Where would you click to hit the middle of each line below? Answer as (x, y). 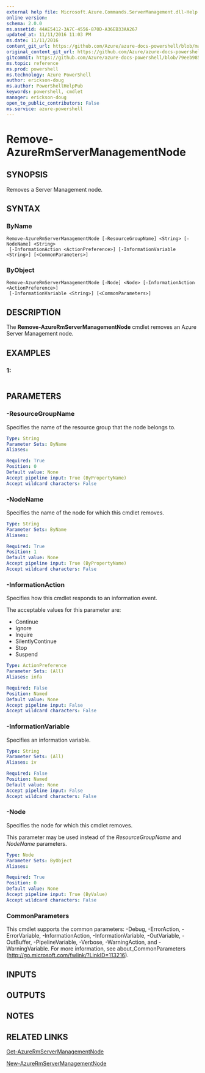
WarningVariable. (28, 949)
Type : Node (20, 855)
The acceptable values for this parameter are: (64, 610)
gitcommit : (20, 58)
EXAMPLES (28, 353)
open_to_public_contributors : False (53, 103)
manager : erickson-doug (37, 97)
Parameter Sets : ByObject (39, 860)
